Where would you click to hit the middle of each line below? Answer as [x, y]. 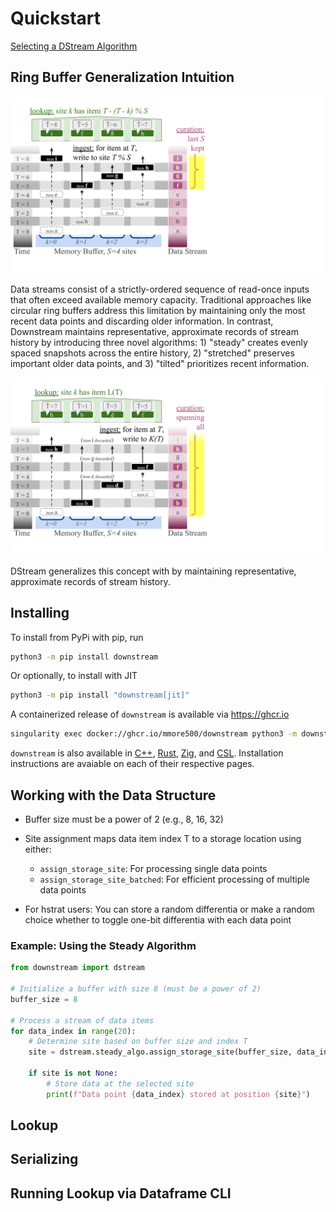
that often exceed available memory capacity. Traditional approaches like [161, 300]
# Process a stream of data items [82, 1020]
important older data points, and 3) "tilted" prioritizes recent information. [160, 364]
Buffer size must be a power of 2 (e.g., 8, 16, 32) [124, 819]
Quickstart [56, 18]
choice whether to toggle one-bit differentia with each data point [158, 920]
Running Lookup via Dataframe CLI [121, 1193]
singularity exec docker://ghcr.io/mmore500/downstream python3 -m [154, 734]
